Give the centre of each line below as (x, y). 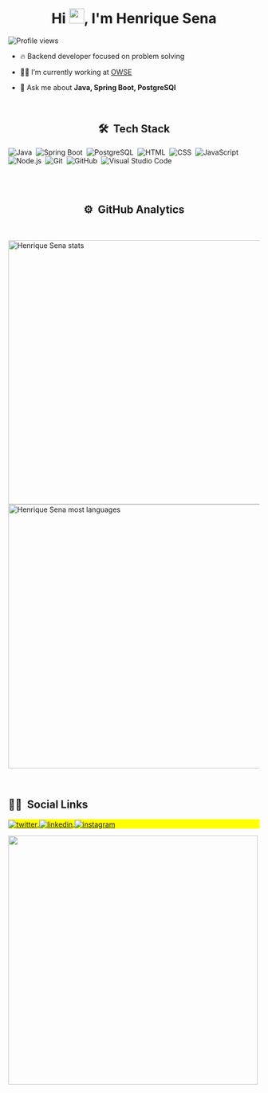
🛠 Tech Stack (134, 129)
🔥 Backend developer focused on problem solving (102, 56)
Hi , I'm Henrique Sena (134, 19)
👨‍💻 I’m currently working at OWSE (76, 72)
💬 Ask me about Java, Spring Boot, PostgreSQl (98, 87)
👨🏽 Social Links (48, 804)
